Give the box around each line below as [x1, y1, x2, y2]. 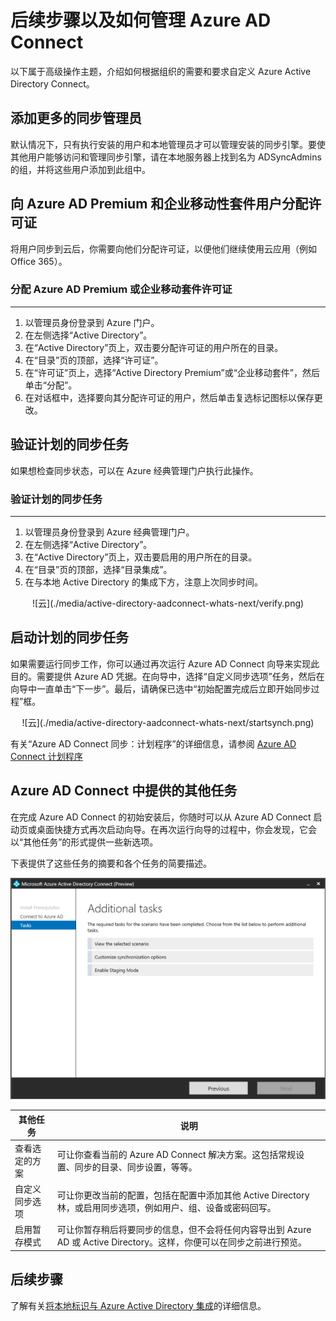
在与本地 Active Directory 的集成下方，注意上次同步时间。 [24, 576, 263, 588]
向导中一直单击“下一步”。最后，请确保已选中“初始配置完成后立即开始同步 [10, 682, 312, 695]
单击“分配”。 [24, 379, 78, 391]
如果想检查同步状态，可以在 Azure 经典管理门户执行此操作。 [10, 464, 259, 476]
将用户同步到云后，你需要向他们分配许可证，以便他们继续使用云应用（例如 [10, 242, 317, 255]
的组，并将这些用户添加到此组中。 [10, 163, 151, 175]
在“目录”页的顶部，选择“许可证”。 [24, 354, 164, 366]
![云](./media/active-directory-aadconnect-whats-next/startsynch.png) [21, 716, 315, 728]
